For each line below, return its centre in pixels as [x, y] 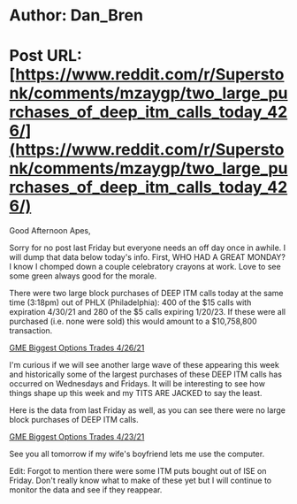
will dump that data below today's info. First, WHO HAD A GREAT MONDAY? [147, 257]
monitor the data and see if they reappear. [86, 490]
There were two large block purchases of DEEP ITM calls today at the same [146, 294]
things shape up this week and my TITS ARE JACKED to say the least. [136, 393]
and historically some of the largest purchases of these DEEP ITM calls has [146, 374]
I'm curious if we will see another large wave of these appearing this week [145, 365]
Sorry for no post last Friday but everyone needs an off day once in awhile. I [148, 248]
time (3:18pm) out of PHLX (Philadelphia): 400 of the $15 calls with [130, 302]
